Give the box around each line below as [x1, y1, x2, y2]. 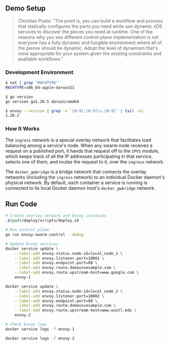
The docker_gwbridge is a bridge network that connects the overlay [5, 169, 147, 175]
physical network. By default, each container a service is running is [5, 179, 148, 186]
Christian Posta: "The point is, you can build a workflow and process [17, 17, 163, 24]
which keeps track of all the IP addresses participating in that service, [5, 153, 153, 159]
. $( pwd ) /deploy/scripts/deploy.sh [5, 218, 80, 223]
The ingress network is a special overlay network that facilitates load [5, 137, 152, 143]
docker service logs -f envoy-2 [5, 336, 74, 341]
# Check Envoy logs [5, 322, 47, 327]
